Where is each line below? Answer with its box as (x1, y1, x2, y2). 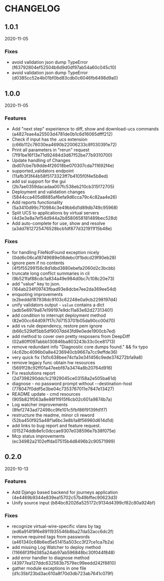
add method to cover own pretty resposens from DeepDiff (11, 333, 130, 339)
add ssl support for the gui (11, 178, 66, 184)
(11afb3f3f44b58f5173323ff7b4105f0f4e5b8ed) (11, 173, 108, 179)
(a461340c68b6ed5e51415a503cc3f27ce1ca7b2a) (11, 539, 114, 545)
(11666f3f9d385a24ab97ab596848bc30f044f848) (11, 549, 115, 556)
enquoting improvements (11, 291, 63, 297)
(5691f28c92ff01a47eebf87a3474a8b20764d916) (11, 365, 113, 371)
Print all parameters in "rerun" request (11, 147, 90, 153)
